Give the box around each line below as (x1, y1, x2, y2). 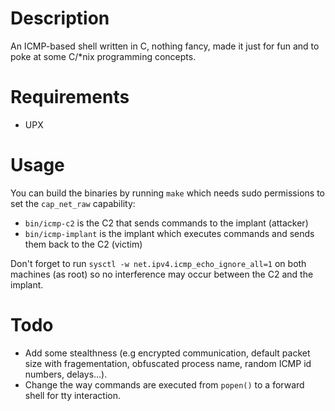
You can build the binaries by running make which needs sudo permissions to (10, 187, 325, 199)
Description (10, 7, 110, 30)
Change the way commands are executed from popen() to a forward (24, 378, 305, 391)
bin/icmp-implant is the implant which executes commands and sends (24, 227, 315, 239)
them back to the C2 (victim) (24, 238, 143, 250)
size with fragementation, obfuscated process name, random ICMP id (24, 357, 312, 369)
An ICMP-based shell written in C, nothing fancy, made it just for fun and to (10, 40, 320, 52)
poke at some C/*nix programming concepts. (10, 50, 197, 62)
